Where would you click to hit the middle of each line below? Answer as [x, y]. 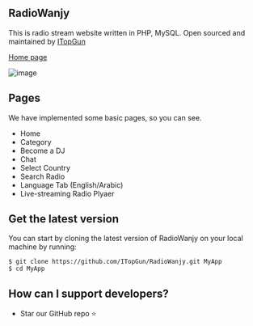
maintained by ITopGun [47, 41]
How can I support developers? [89, 293]
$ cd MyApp [27, 269]
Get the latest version [64, 219]
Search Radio [42, 176]
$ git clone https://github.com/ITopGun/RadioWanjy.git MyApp [115, 262]
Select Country [45, 167]
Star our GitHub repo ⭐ [58, 314]
